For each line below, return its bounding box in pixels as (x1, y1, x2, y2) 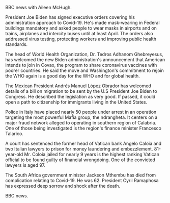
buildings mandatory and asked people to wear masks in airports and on (5, 25, 157, 31)
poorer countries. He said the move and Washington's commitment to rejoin (5, 67, 164, 73)
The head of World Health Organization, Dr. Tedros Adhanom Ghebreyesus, (5, 51, 164, 57)
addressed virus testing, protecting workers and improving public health (5, 36, 157, 42)
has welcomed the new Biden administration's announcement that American (5, 57, 165, 63)
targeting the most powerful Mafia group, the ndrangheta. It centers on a (5, 114, 158, 120)
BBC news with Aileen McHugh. (5, 5, 72, 10)
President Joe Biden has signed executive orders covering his (5, 14, 135, 20)
